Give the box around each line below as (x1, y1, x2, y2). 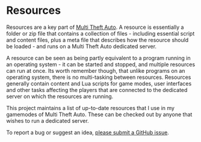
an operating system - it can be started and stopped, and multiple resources (6, 61, 196, 68)
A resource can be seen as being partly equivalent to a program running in (6, 54, 191, 61)
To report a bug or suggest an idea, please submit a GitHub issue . (6, 129, 170, 136)
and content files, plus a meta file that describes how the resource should (6, 36, 189, 43)
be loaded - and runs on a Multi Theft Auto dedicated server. (6, 43, 157, 50)
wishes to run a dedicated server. (6, 117, 89, 124)
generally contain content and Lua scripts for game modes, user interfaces (6, 79, 192, 87)
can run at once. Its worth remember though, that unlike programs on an (6, 67, 185, 74)
